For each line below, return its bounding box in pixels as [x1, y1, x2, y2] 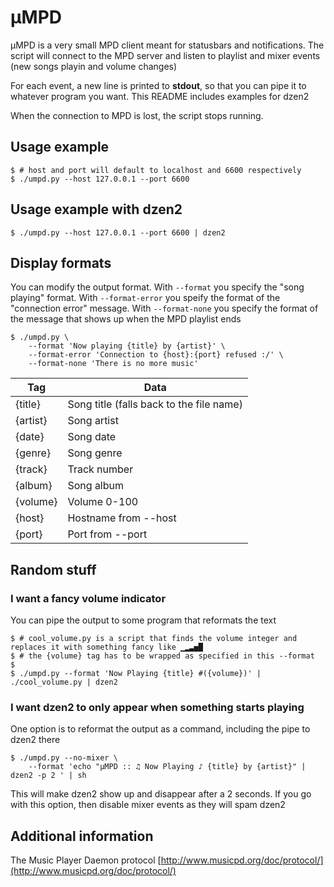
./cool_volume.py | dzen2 [10, 677, 118, 688]
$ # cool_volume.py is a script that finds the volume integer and [10, 634, 298, 644]
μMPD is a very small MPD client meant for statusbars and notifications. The [10, 39, 325, 51]
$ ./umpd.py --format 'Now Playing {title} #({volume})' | [10, 669, 262, 679]
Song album [67, 479, 125, 493]
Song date [67, 430, 117, 444]
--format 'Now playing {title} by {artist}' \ [28, 341, 226, 351]
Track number [67, 462, 134, 476]
